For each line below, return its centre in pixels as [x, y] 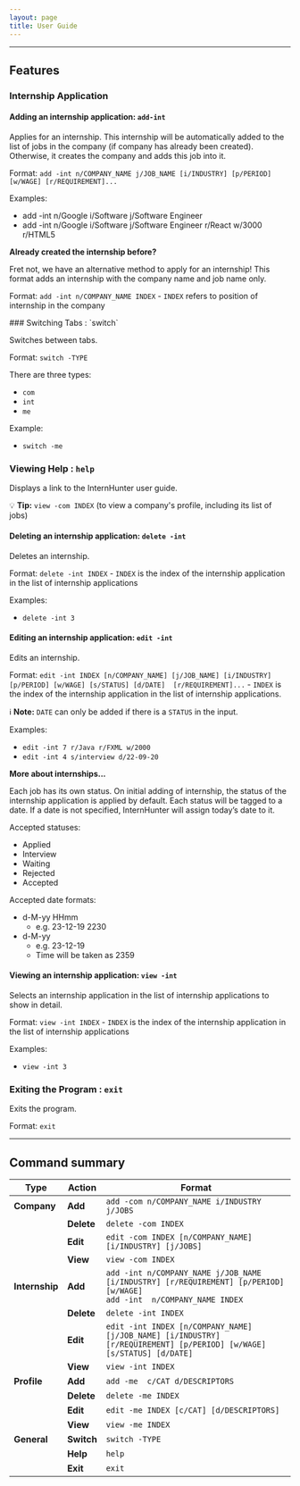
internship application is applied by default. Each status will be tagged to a [146, 800]
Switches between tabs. [54, 340]
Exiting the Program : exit [66, 1089]
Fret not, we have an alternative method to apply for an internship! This [140, 270]
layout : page [33, 17]
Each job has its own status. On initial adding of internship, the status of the [148, 790]
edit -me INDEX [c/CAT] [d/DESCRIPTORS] [193, 1411]
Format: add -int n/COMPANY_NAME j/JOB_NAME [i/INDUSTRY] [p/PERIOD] [141, 173]
